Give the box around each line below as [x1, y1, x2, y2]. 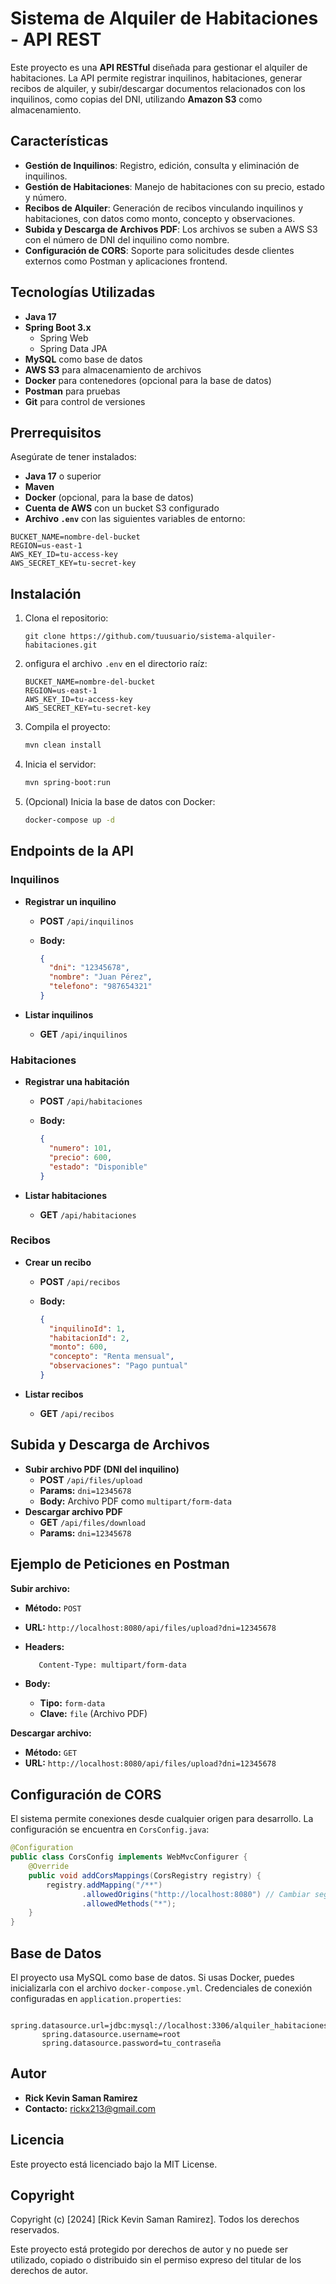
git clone [24, 632, 67, 642]
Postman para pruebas [24, 385, 121, 397]
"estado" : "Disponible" [48, 1162, 148, 1172]
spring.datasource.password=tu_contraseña [41, 2038, 222, 2048]
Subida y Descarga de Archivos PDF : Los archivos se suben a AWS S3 [24, 223, 318, 235]
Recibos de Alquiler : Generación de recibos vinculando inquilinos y [24, 202, 304, 214]
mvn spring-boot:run [24, 778, 111, 788]
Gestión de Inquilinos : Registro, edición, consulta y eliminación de [24, 159, 300, 171]
